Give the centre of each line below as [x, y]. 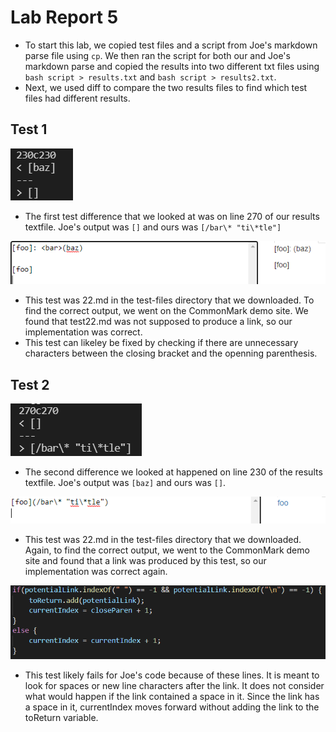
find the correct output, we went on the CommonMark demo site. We [166, 311]
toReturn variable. [61, 718]
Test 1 [29, 129]
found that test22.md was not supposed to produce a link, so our [158, 322]
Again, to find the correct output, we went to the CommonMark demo [167, 550]
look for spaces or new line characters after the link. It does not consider [174, 686]
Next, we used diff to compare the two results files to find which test [166, 87]
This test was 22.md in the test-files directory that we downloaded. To [169, 300]
